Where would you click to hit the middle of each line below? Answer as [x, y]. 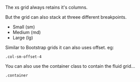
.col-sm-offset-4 [24, 57]
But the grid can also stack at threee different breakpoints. [66, 17]
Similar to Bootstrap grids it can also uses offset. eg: [60, 47]
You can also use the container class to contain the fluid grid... [70, 66]
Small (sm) [24, 27]
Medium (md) [27, 32]
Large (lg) [23, 38]
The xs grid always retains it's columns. [46, 7]
